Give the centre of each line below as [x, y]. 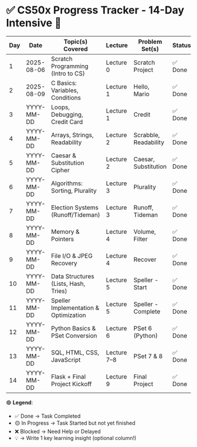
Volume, [145, 231]
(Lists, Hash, [68, 284]
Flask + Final [68, 377]
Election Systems [74, 207]
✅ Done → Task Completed [47, 416]
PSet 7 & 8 [148, 356]
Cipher [60, 170]
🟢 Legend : [20, 402]
